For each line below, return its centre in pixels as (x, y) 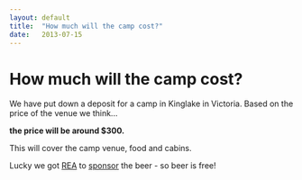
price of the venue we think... (64, 113)
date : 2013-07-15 (46, 34)
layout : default (40, 18)
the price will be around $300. (67, 130)
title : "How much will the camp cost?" (87, 26)
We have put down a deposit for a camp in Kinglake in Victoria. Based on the (151, 103)
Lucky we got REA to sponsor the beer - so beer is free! (113, 166)
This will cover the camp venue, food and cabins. (101, 148)
